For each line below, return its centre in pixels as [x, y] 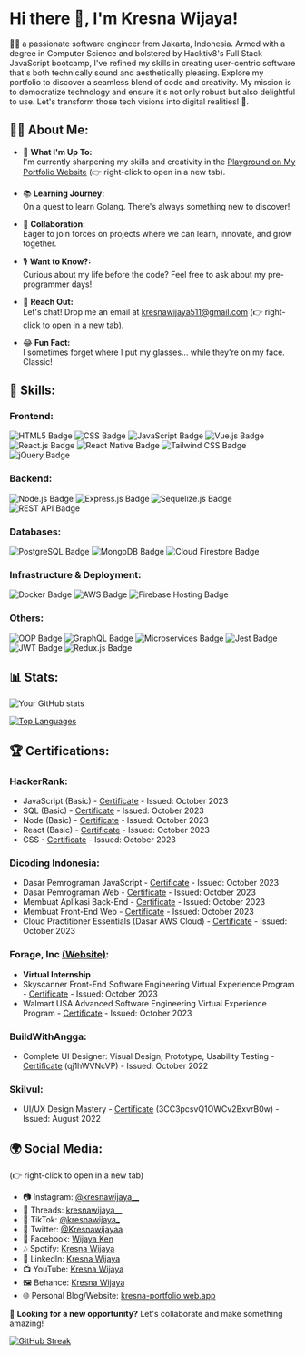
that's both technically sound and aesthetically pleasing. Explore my [137, 73]
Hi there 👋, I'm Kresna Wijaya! [124, 19]
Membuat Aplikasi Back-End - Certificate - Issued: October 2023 [144, 902]
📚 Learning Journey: [64, 193]
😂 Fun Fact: [46, 342]
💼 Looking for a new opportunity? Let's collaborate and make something [146, 1314]
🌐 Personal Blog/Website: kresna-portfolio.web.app [119, 1296]
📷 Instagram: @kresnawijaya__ [81, 1197]
